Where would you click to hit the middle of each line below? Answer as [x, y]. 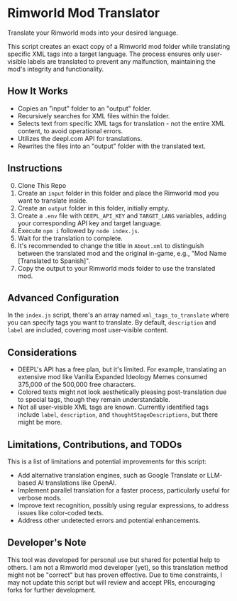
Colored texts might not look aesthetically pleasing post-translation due [122, 392]
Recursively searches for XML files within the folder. [94, 116]
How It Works [38, 91]
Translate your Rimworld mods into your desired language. [93, 33]
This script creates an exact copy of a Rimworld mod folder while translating [119, 46]
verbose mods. [40, 498]
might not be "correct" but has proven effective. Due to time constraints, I [115, 575]
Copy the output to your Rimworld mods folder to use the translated [116, 268]
